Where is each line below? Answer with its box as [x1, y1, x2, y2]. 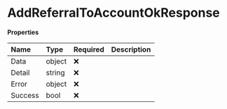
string [46, 68, 65, 78]
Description [111, 44, 151, 54]
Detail [11, 68, 30, 78]
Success [11, 90, 40, 100]
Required [73, 44, 105, 54]
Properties [7, 28, 39, 36]
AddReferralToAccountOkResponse [7, 5, 221, 21]
